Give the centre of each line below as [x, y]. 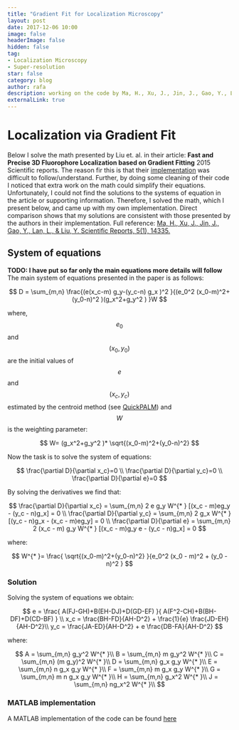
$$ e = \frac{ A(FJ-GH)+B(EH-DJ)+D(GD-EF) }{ [92, 611]
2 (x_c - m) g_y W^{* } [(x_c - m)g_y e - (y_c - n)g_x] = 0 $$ [119, 528]
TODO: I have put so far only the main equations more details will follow [115, 270]
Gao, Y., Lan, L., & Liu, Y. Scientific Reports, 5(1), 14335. [89, 230]
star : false [25, 73]
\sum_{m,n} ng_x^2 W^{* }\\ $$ [119, 684]
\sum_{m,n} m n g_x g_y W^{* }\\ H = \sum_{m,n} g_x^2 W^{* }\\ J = [119, 677]
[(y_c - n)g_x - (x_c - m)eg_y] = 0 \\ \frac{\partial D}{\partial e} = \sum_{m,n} [119, 521]
